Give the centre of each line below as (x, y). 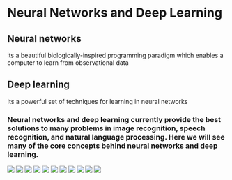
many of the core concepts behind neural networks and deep (113, 146)
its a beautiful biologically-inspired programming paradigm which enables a (116, 55)
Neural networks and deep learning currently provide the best (114, 119)
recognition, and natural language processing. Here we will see (116, 137)
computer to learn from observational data (68, 63)
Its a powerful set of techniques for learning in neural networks (98, 101)
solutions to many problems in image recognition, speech (106, 128)
